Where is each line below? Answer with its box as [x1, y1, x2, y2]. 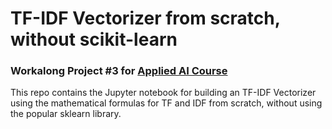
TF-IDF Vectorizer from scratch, [10, 7, 281, 30]
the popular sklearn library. [10, 108, 122, 120]
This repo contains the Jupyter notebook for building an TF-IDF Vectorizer [10, 87, 317, 99]
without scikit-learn [10, 28, 178, 51]
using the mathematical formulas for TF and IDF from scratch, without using [10, 97, 323, 109]
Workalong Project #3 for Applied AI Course [10, 64, 228, 78]
